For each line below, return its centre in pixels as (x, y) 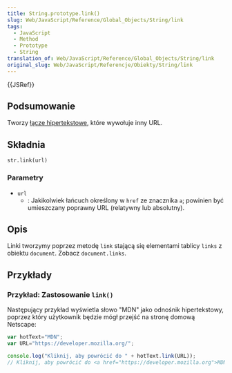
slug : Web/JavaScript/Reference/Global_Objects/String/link (96, 20)
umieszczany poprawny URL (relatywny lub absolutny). (106, 207)
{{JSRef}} (21, 84)
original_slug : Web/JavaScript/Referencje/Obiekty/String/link (100, 65)
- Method (26, 39)
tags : (15, 26)
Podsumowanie (41, 107)
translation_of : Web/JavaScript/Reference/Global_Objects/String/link (111, 59)
